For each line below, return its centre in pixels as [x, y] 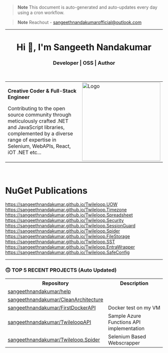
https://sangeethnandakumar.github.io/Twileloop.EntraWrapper [70, 247]
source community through [39, 115]
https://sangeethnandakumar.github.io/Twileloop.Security [64, 220]
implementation [126, 328]
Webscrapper [124, 342]
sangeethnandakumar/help [39, 291]
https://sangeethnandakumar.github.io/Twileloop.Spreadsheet [69, 215]
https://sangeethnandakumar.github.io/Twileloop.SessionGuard [70, 226]
